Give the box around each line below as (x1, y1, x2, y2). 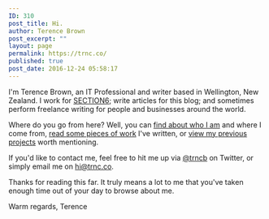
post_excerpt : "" (8, 34, 67, 43)
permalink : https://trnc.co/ (8, 49, 107, 58)
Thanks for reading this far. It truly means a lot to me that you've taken (8, 177, 244, 187)
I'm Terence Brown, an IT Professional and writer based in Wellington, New (8, 87, 259, 97)
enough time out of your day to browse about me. (8, 186, 175, 195)
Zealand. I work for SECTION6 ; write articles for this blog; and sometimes (8, 95, 254, 105)
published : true (8, 58, 63, 66)
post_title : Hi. (8, 19, 63, 28)
